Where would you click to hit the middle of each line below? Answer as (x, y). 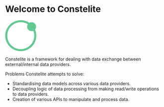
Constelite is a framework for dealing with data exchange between (73, 59)
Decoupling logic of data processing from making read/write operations (85, 89)
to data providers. (30, 94)
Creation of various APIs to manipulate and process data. (71, 99)
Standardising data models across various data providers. (71, 83)
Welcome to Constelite (53, 9)
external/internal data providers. (38, 64)
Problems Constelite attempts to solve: (45, 74)
